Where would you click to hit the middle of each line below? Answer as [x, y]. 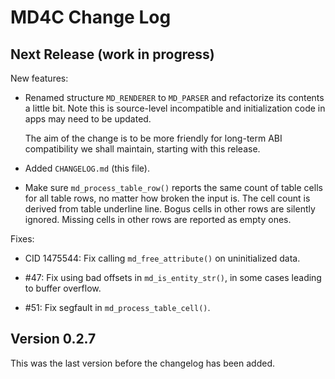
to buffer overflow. [63, 288]
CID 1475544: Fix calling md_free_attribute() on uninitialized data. [162, 258]
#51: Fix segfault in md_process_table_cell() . [117, 307]
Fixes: [22, 239]
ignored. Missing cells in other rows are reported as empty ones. [158, 219]
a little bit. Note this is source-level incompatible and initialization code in [175, 108]
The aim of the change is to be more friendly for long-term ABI [153, 138]
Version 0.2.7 [53, 339]
